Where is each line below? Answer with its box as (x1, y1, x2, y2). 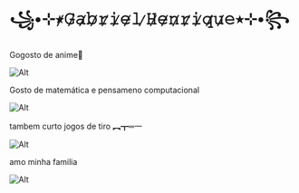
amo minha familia (9, 156, 78, 167)
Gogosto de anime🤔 (9, 49, 83, 60)
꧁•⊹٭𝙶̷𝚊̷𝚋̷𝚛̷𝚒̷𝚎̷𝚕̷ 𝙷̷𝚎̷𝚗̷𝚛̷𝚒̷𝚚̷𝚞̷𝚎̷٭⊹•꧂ (9, 9, 290, 29)
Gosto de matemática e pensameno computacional (9, 84, 200, 95)
